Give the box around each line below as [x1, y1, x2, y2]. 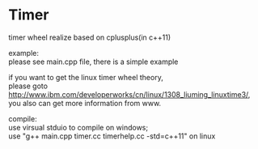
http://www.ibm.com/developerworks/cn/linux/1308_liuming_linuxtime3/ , [8, 89, 251, 99]
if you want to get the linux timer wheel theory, [8, 72, 163, 82]
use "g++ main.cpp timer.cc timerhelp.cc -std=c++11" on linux [8, 131, 216, 141]
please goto [8, 81, 49, 91]
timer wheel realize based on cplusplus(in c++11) [8, 32, 171, 42]
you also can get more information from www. [8, 98, 162, 108]
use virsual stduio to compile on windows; [8, 122, 148, 132]
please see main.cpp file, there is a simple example [8, 57, 179, 66]
